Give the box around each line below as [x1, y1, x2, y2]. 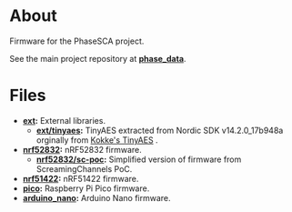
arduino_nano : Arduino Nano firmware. [22, 192, 171, 203]
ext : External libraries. [22, 115, 106, 126]
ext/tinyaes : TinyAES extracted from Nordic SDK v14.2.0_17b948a [35, 125, 284, 136]
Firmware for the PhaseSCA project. [9, 35, 145, 46]
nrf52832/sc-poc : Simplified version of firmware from [35, 154, 242, 165]
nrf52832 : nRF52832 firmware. [22, 144, 143, 155]
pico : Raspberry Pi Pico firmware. [22, 183, 150, 194]
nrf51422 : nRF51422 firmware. [22, 173, 139, 184]
